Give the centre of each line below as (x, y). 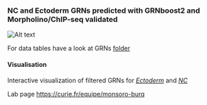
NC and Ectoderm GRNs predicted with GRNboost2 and (103, 11)
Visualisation (27, 64)
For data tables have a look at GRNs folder (69, 49)
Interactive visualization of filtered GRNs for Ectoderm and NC (97, 80)
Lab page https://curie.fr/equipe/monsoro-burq (76, 94)
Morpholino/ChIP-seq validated (63, 19)
